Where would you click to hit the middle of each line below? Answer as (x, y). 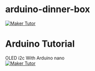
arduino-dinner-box (48, 9)
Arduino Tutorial (40, 44)
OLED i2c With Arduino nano (35, 58)
